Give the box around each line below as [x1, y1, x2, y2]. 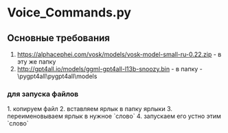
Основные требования [7, 32, 110, 44]
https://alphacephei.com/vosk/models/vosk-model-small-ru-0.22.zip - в [16, 50, 222, 58]
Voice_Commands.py [7, 5, 132, 21]
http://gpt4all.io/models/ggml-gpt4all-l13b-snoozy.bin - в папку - [16, 65, 203, 73]
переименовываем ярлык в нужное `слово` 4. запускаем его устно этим [7, 112, 221, 121]
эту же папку [16, 58, 56, 66]
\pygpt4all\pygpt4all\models [16, 72, 98, 80]
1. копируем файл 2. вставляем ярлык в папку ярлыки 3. [7, 105, 173, 113]
